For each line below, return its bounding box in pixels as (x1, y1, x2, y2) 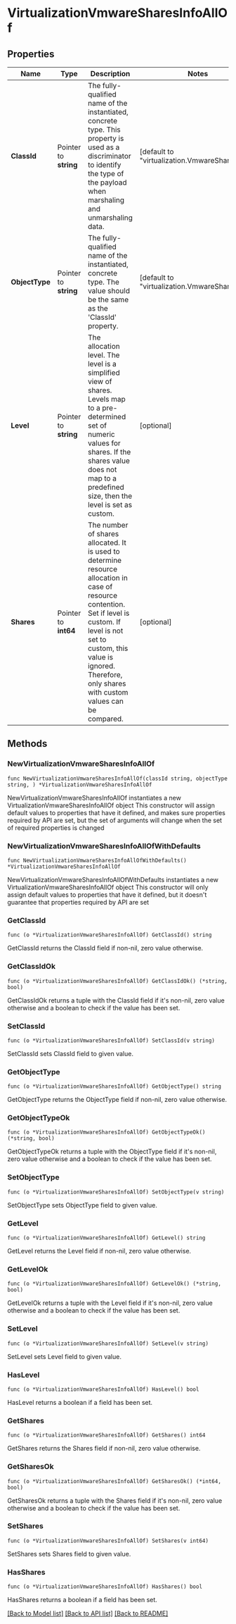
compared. (87, 714, 124, 724)
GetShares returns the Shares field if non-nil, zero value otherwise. (7, 1444, 201, 1453)
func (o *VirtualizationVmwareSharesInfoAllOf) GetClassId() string (7, 931, 212, 938)
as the (87, 304, 109, 313)
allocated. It (87, 538, 126, 547)
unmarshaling (87, 213, 133, 223)
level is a (87, 359, 117, 368)
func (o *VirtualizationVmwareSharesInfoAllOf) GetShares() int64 (7, 1432, 206, 1439)
